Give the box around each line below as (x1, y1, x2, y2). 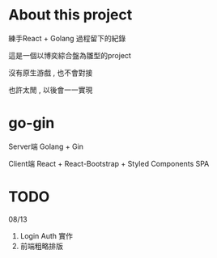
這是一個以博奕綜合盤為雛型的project (8, 50, 132, 60)
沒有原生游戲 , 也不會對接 (8, 67, 93, 78)
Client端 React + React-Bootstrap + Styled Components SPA (8, 159, 210, 168)
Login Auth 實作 (19, 231, 74, 240)
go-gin (8, 114, 55, 133)
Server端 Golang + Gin (8, 142, 83, 151)
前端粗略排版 (19, 241, 63, 251)
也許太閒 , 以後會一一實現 (8, 85, 93, 95)
